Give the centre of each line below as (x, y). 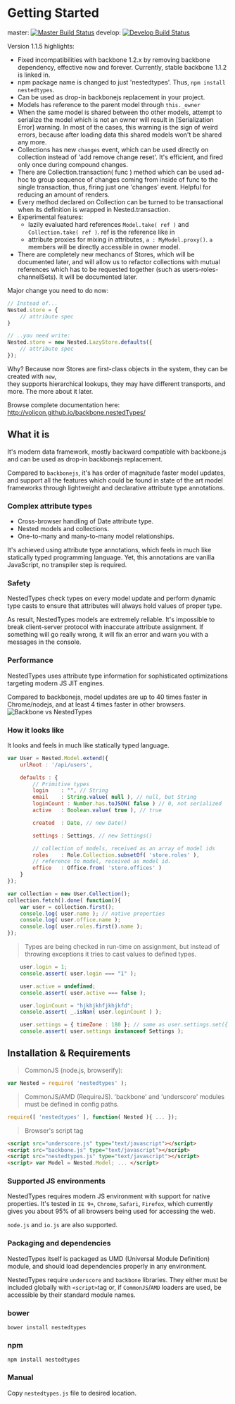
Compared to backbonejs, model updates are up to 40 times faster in (107, 697)
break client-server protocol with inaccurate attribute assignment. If (106, 627)
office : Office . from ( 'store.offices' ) (97, 868)
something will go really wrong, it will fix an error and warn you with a (108, 635)
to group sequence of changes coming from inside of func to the (124, 179)
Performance (31, 660)
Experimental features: (50, 217)
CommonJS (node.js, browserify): (74, 1070)
